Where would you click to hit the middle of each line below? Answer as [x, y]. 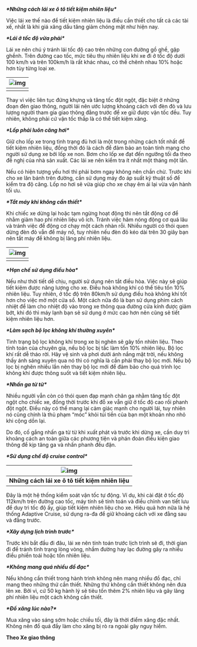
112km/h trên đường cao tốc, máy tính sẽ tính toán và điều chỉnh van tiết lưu [98, 501]
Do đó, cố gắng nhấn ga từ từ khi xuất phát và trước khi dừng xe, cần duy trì [98, 432]
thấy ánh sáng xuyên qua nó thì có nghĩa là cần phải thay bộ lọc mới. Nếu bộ [98, 360]
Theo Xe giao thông [31, 638]
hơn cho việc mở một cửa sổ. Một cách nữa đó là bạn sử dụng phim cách [95, 300]
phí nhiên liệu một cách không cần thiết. [55, 597]
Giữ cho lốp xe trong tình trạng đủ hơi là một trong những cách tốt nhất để [96, 142]
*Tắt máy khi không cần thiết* [44, 202]
